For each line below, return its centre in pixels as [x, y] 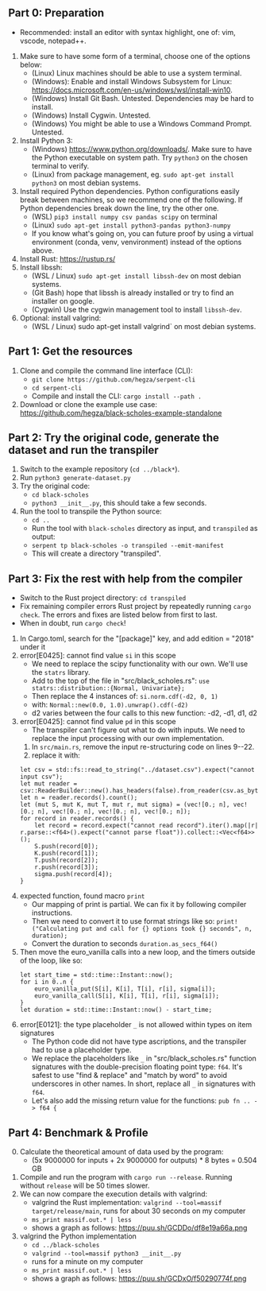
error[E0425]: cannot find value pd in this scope [98, 722]
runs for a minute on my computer [87, 1262]
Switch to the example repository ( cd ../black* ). [100, 469]
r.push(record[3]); [67, 867]
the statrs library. [61, 673]
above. [42, 250]
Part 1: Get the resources [71, 352]
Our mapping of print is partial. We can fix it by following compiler [139, 905]
